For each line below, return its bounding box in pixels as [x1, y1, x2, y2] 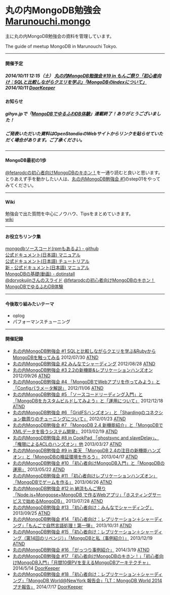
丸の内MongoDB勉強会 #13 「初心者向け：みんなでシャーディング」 [12, 504, 154, 510]
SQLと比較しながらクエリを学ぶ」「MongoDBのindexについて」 [14, 79, 147, 85]
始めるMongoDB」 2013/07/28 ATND [26, 498, 103, 504]
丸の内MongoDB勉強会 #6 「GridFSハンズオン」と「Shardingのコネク [12, 409, 159, 415]
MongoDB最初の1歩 [5, 157, 47, 164]
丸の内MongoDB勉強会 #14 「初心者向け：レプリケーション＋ [12, 516, 141, 522]
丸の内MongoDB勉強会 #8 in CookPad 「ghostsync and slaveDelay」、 [12, 434, 159, 441]
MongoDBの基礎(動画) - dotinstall [5, 271, 75, 277]
